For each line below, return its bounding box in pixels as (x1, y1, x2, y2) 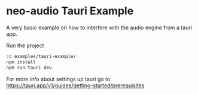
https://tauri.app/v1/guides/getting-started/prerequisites (6, 82, 145, 89)
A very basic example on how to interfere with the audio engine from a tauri (6, 24, 193, 31)
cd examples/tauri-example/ (6, 53, 77, 59)
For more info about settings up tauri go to (6, 75, 111, 82)
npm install (6, 59, 36, 65)
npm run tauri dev (6, 65, 52, 71)
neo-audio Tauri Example (6, 4, 134, 18)
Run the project (6, 42, 44, 49)
